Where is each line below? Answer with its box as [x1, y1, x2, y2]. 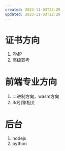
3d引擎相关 [12, 100, 35, 106]
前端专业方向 [5, 76, 58, 87]
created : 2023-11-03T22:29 [5, 7, 61, 12]
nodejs [12, 135, 26, 141]
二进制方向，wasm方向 [12, 93, 59, 99]
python [12, 141, 27, 147]
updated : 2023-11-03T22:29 [5, 12, 61, 17]
